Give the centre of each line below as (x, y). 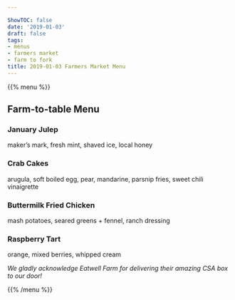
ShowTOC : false (30, 20)
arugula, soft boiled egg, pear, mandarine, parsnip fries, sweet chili (106, 179)
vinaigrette (23, 187)
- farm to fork (30, 60)
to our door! (25, 276)
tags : (15, 40)
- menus (19, 47)
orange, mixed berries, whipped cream (64, 254)
